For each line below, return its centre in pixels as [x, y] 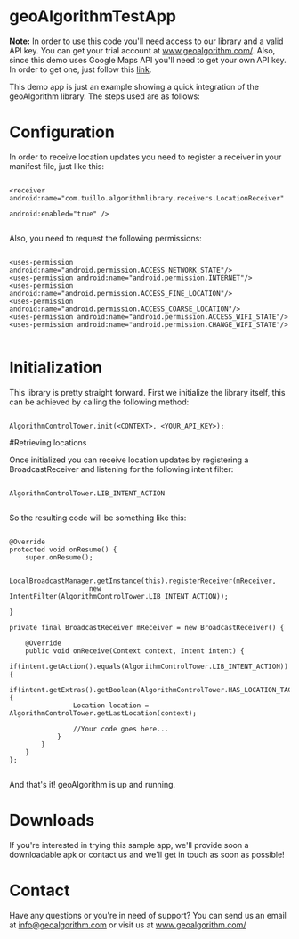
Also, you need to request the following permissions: [105, 238]
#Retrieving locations [48, 442]
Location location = [111, 706]
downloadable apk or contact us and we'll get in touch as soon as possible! [147, 854]
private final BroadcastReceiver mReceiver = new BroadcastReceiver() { [147, 627]
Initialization [56, 368]
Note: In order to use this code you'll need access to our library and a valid [146, 41]
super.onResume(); [59, 557]
